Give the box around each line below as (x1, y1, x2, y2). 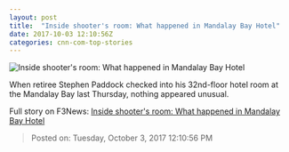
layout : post (9, 12, 58, 22)
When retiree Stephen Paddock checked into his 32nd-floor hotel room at (9, 79, 278, 90)
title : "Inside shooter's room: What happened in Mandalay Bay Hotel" (9, 21, 280, 30)
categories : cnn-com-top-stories (9, 37, 133, 47)
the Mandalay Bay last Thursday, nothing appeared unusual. (9, 89, 229, 100)
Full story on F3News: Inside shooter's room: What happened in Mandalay (9, 106, 281, 116)
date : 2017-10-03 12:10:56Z (9, 29, 114, 38)
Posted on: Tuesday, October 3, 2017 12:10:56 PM (30, 132, 213, 143)
